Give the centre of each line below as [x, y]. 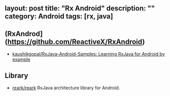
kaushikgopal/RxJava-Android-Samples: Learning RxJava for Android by [89, 54]
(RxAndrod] [24, 33]
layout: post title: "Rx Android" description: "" [80, 8]
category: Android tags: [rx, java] [59, 17]
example [21, 59]
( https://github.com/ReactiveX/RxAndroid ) [75, 42]
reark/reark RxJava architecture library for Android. [66, 88]
